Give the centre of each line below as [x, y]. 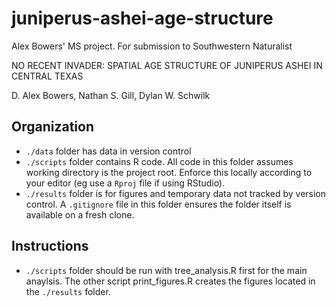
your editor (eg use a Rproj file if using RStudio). [125, 183]
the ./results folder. [68, 291]
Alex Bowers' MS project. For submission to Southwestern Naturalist [152, 46]
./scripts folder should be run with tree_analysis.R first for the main [166, 270]
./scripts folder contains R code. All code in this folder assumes [159, 161]
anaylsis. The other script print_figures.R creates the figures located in [170, 281]
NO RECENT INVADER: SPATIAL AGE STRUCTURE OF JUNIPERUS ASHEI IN [167, 65]
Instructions [50, 246]
